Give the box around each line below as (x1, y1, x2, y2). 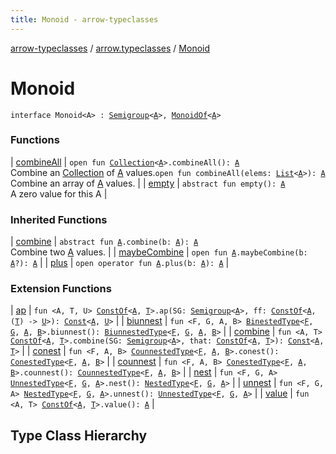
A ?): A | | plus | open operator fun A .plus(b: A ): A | (10, 257, 230, 269)
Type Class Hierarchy (10, 427, 148, 444)
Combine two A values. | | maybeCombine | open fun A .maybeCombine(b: (10, 246, 308, 258)
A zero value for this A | (10, 187, 108, 200)
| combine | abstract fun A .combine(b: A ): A (10, 236, 199, 248)
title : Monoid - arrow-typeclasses (10, 14, 159, 25)
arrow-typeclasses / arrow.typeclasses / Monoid (10, 42, 211, 54)
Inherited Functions (10, 212, 108, 226)
